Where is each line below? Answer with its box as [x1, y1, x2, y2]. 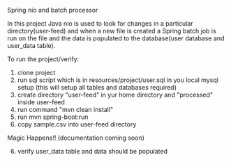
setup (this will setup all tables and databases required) [17, 83, 177, 91]
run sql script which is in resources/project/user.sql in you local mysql [17, 76, 218, 84]
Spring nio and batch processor [7, 6, 98, 14]
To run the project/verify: [7, 55, 79, 63]
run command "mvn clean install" [17, 106, 114, 113]
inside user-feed [17, 98, 65, 106]
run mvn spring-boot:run [17, 113, 89, 121]
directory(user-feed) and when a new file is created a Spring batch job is [7, 27, 216, 35]
